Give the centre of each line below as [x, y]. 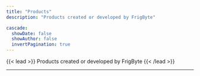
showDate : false [32, 33]
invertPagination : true [41, 45]
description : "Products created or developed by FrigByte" [81, 17]
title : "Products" [29, 12]
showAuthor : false [35, 39]
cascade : [17, 28]
